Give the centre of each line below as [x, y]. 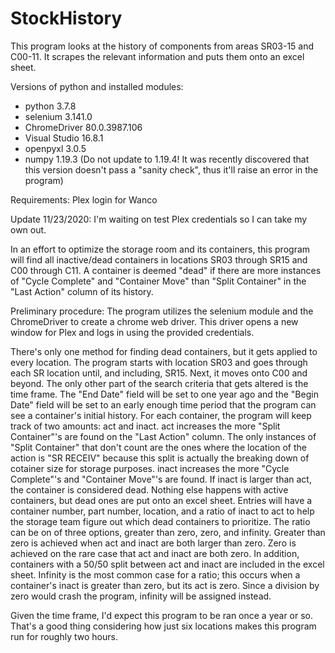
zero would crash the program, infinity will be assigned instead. [141, 596]
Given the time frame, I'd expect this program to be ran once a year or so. [162, 615]
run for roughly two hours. [64, 636]
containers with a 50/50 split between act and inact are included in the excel [167, 564]
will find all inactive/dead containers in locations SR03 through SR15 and [159, 259]
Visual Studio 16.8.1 [64, 138]
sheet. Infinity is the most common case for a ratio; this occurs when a [155, 574]
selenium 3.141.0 [58, 116]
